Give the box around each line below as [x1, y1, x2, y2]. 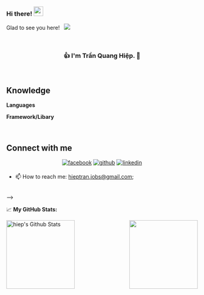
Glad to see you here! [6, 24, 60, 32]
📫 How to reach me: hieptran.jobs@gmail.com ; [15, 173, 134, 180]
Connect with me [6, 143, 73, 153]
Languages [6, 101, 35, 109]
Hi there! [6, 9, 33, 18]
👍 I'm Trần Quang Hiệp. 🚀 [63, 52, 141, 60]
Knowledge [6, 85, 50, 96]
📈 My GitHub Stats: [6, 206, 58, 213]
